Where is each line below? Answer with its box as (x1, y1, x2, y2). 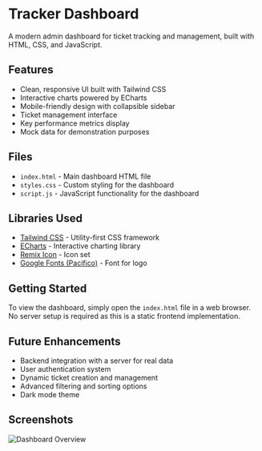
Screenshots (8, 413, 74, 427)
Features (8, 63, 54, 77)
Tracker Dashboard (8, 5, 139, 23)
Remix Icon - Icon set (19, 250, 91, 260)
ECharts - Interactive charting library (19, 241, 141, 251)
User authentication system (19, 364, 111, 373)
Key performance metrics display (19, 118, 130, 128)
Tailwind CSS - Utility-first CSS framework (19, 233, 160, 243)
